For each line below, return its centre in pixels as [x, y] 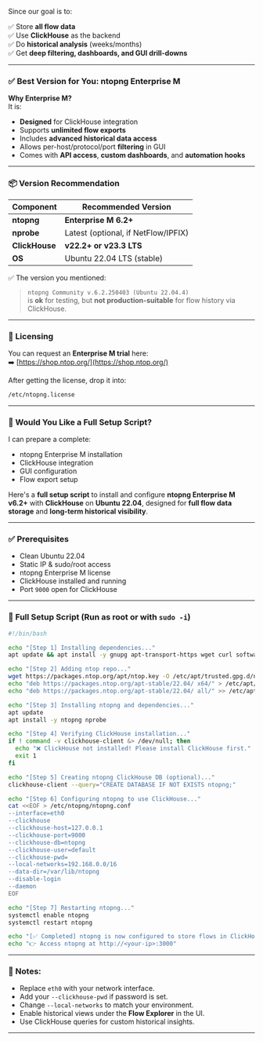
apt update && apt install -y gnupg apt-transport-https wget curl [121, 655]
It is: [15, 107]
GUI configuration [48, 471]
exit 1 [26, 756]
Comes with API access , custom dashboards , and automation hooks [132, 155]
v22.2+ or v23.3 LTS [103, 245]
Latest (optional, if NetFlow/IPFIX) [127, 232]
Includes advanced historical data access [88, 139]
